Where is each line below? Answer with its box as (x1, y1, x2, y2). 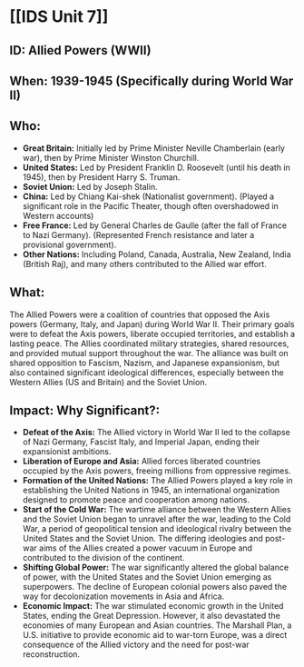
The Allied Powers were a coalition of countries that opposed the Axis (9, 309, 270, 320)
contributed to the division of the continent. (22, 553, 185, 563)
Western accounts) (22, 210, 94, 221)
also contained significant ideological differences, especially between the (9, 366, 284, 378)
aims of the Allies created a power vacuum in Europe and (39, 543, 252, 553)
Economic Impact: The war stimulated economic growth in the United (22, 601, 284, 612)
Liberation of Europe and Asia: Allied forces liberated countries (22, 456, 261, 467)
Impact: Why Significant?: (9, 403, 161, 418)
